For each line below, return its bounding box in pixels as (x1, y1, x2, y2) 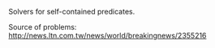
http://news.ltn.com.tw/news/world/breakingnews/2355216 (8, 31, 207, 40)
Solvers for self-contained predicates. (8, 7, 135, 16)
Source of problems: (8, 22, 77, 31)
